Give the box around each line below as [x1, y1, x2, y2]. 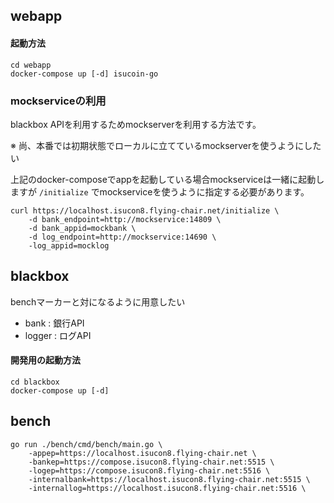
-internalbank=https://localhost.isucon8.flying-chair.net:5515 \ [28, 474, 311, 484]
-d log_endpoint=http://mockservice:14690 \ [28, 232, 217, 242]
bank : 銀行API [24, 317, 85, 329]
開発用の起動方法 [10, 354, 81, 366]
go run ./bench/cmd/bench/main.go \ [10, 439, 163, 449]
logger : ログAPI [24, 329, 92, 341]
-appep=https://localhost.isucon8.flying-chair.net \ [28, 448, 257, 458]
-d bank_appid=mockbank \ [28, 223, 137, 233]
